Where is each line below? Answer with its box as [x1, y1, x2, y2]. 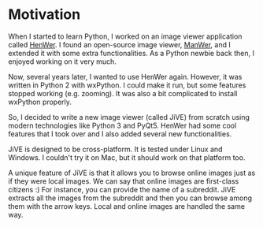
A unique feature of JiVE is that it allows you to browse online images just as [8, 168, 256, 177]
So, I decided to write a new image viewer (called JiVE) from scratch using [8, 112, 250, 121]
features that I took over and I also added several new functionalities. [8, 128, 232, 139]
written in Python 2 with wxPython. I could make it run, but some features [8, 80, 246, 90]
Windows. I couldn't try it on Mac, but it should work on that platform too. [8, 152, 246, 162]
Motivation [8, 6, 81, 24]
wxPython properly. [8, 97, 72, 106]
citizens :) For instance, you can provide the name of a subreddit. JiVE [8, 184, 236, 194]
